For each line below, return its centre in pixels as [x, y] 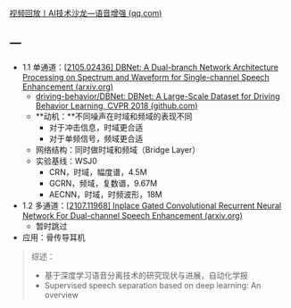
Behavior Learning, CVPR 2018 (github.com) [116, 105]
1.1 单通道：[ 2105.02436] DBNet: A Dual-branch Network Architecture [150, 67]
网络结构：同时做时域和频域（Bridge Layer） [118, 149]
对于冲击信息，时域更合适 [96, 127]
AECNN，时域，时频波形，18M [105, 194]
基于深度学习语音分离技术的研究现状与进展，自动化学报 [146, 275]
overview [61, 295]
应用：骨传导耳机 [54, 237]
